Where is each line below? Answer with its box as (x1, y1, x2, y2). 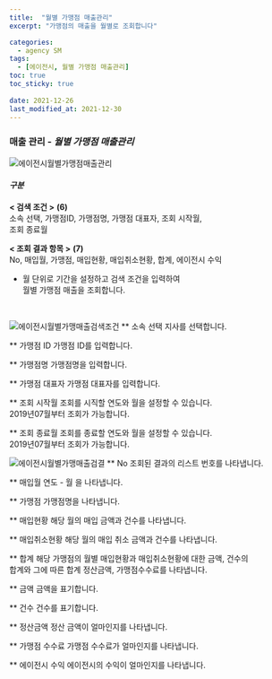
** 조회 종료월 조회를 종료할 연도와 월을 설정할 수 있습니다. (9, 427, 213, 438)
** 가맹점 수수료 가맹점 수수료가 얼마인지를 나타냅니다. (9, 640, 199, 651)
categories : (9, 38, 54, 47)
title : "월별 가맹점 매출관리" (9, 13, 114, 22)
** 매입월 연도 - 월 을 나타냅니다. (9, 476, 123, 487)
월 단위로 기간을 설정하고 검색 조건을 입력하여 (21, 273, 181, 283)
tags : (9, 55, 30, 64)
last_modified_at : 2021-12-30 (9, 104, 123, 113)
